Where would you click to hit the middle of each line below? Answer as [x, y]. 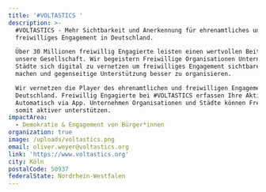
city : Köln [26, 162]
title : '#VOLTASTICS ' [46, 15]
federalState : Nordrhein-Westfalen [67, 176]
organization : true [40, 132]
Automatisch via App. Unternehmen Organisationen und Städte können [131, 103]
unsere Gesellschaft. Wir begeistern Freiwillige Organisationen [125, 59]
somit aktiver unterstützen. [63, 110]
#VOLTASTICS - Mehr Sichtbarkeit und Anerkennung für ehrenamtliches [132, 30]
